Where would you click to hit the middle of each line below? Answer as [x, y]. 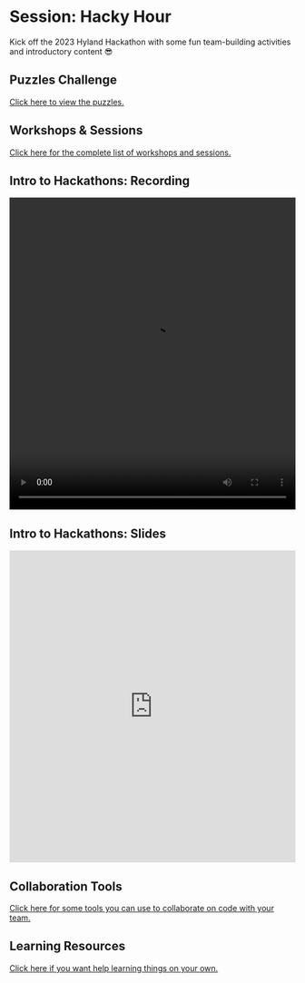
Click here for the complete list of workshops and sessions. [120, 152]
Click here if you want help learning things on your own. [114, 968]
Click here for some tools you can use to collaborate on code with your [142, 908]
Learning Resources [67, 946]
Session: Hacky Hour [91, 17]
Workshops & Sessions [76, 130]
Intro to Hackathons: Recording [100, 180]
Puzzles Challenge [64, 80]
